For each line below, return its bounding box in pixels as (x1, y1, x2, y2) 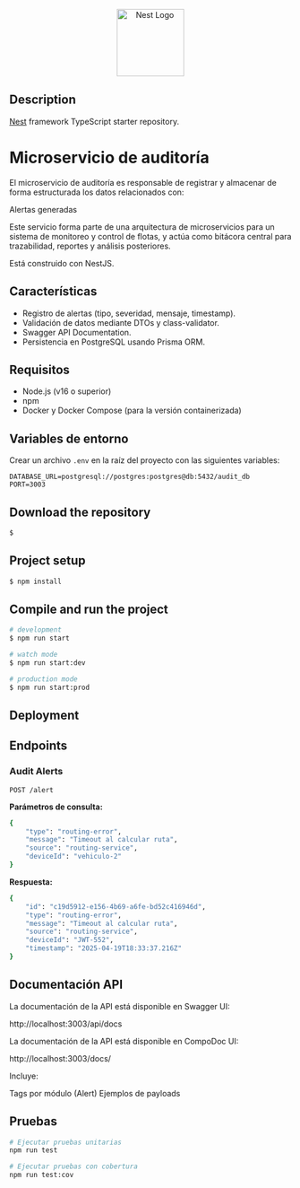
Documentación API (9, 977, 124, 992)
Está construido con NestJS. (9, 258, 115, 268)
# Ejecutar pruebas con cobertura (9, 1162, 139, 1171)
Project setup (9, 553, 87, 569)
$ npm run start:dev (9, 659, 87, 668)
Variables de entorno (9, 431, 129, 446)
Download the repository (9, 504, 151, 520)
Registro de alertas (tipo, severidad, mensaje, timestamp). (21, 308, 236, 319)
